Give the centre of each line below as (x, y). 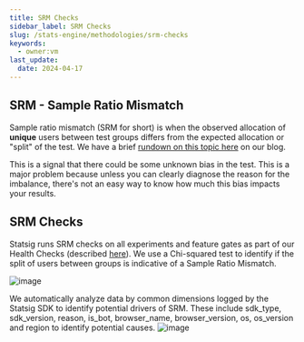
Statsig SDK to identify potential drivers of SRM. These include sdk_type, (146, 308)
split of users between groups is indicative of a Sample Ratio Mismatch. (143, 263)
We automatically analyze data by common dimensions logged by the (139, 298)
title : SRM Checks (44, 18)
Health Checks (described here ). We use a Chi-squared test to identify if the (152, 253)
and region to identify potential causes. (83, 327)
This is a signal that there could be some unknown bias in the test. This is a (150, 164)
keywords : (28, 43)
